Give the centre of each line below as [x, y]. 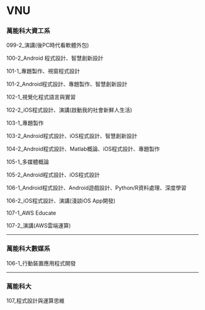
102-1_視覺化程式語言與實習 [41, 97]
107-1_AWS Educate [31, 213]
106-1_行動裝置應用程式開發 [41, 263]
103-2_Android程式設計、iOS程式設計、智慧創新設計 [72, 136]
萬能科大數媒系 [28, 249]
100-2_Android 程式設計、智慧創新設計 [55, 58]
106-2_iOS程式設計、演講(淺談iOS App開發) [61, 201]
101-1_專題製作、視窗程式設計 [43, 71]
